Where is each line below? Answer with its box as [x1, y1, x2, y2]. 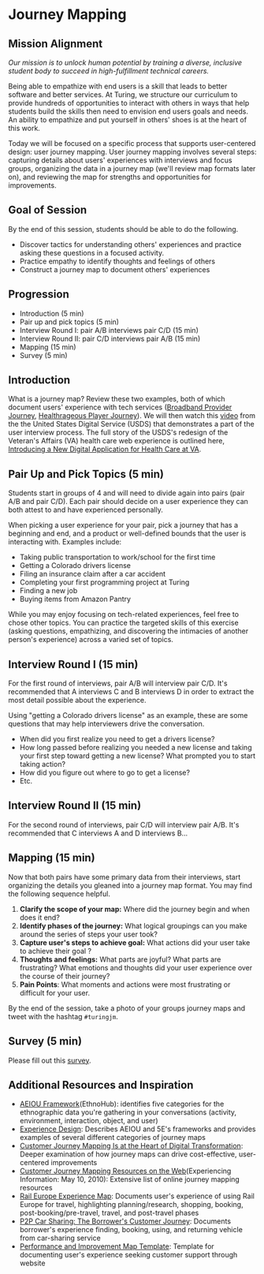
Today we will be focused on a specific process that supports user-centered [8, 139, 256, 148]
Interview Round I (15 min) [8, 657, 139, 671]
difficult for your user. [19, 988, 91, 997]
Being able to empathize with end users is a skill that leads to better [8, 81, 228, 91]
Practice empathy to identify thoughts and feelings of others [19, 256, 215, 266]
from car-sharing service [19, 1233, 101, 1243]
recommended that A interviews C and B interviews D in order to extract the [8, 687, 255, 697]
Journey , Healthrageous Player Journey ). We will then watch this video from [8, 411, 256, 420]
